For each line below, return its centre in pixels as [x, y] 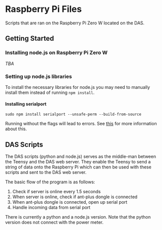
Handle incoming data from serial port [51, 207]
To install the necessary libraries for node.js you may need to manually [78, 87]
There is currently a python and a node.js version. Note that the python [78, 217]
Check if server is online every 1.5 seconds [57, 191]
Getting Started [30, 38]
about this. [16, 129]
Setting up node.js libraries [39, 77]
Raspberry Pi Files [44, 9]
